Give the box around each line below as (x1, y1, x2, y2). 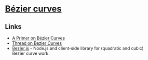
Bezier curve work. (12, 50, 50, 56)
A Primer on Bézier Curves (12, 35, 65, 41)
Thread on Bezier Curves (12, 40, 62, 46)
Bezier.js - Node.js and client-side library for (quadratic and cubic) (12, 46, 144, 51)
